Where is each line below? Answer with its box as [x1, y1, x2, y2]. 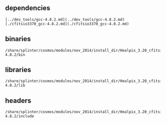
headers [5, 96, 32, 105]
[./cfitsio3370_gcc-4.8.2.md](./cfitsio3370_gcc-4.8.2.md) [5, 21, 129, 26]
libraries [5, 66, 31, 74]
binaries [5, 35, 31, 43]
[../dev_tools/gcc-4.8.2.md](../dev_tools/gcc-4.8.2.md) [5, 17, 125, 22]
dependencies [5, 4, 50, 12]
